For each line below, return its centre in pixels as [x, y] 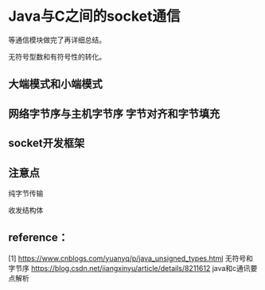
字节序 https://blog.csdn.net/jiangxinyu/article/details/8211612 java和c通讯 [129, 268]
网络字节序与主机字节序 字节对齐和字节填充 [114, 113]
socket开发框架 [47, 143]
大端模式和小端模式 [55, 84]
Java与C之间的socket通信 [94, 16]
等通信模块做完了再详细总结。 [57, 40]
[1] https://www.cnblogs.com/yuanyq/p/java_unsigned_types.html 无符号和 [131, 258]
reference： [39, 238]
